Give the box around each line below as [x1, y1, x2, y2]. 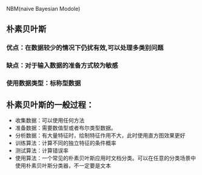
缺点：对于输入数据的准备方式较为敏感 [6, 62, 118, 70]
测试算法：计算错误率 [15, 147, 69, 154]
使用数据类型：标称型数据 [6, 79, 81, 87]
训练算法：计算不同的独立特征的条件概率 [15, 139, 116, 147]
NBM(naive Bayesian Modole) [6, 5, 81, 12]
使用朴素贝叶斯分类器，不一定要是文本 [15, 162, 111, 169]
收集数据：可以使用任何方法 [15, 116, 85, 124]
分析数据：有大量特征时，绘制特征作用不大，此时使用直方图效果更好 [15, 132, 186, 139]
